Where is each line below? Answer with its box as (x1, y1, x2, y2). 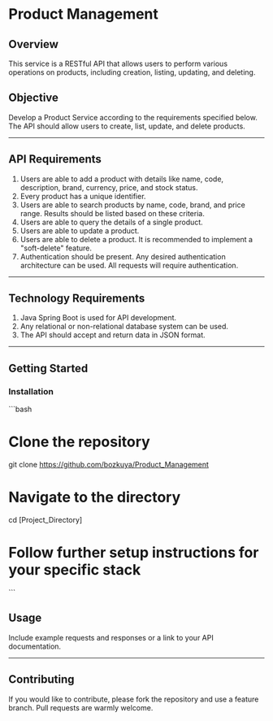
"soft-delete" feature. (19, 243, 92, 253)
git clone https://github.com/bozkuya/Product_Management (8, 460, 210, 470)
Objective (8, 91, 59, 105)
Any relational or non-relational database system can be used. (19, 322, 229, 332)
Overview (8, 37, 59, 51)
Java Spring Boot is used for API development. (19, 313, 177, 323)
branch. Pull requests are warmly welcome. (8, 702, 154, 712)
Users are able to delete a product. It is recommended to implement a (19, 234, 253, 244)
